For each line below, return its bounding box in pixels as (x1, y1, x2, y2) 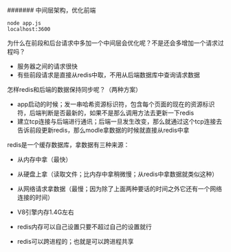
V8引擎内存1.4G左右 (16, 208, 74, 216)
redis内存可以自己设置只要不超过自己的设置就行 (16, 223, 153, 231)
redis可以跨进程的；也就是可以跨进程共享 (16, 238, 134, 245)
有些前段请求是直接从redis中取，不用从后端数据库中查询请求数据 (16, 71, 201, 79)
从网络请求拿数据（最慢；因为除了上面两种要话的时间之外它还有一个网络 (16, 185, 222, 193)
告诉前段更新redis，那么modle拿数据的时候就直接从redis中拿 (16, 126, 190, 134)
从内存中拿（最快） (16, 155, 72, 164)
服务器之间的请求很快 (16, 62, 78, 70)
